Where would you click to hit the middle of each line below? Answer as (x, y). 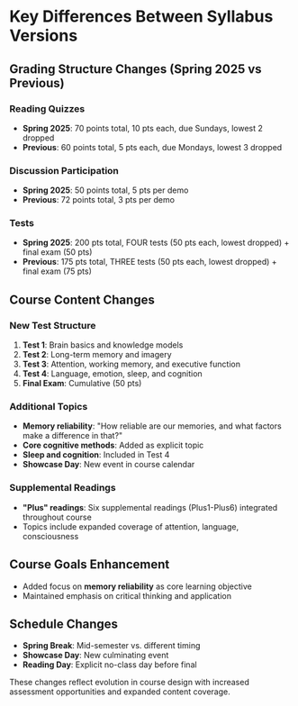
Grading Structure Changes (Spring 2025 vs (136, 69)
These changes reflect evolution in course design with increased (129, 683)
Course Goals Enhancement (90, 565)
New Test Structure (53, 325)
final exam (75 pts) (57, 271)
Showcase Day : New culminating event (95, 656)
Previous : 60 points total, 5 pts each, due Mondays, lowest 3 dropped (152, 147)
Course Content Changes (82, 299)
